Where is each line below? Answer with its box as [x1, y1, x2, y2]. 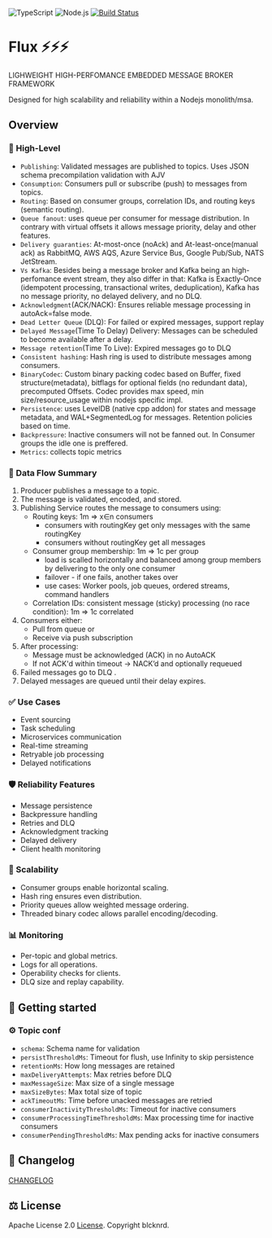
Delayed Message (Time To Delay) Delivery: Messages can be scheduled [19, 326, 258, 336]
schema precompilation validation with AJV [19, 169, 166, 179]
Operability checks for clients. [19, 968, 121, 978]
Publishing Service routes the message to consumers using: [19, 503, 222, 512]
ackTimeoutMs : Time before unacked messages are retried [19, 1095, 213, 1105]
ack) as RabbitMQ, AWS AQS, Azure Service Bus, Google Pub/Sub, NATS [19, 248, 265, 257]
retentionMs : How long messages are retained [19, 1060, 175, 1070]
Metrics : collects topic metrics [19, 446, 122, 456]
